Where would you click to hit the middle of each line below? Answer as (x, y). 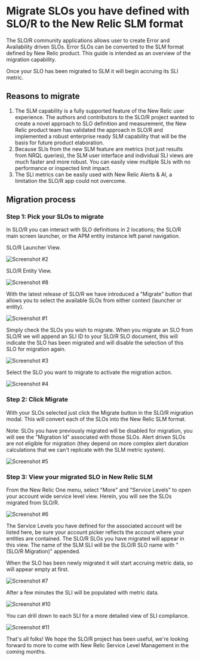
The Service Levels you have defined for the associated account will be (94, 526)
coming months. (26, 652)
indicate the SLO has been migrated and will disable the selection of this (95, 343)
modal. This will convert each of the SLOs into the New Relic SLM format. (96, 419)
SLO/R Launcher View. (34, 248)
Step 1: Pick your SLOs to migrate (55, 217)
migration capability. (31, 59)
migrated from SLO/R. (33, 503)
